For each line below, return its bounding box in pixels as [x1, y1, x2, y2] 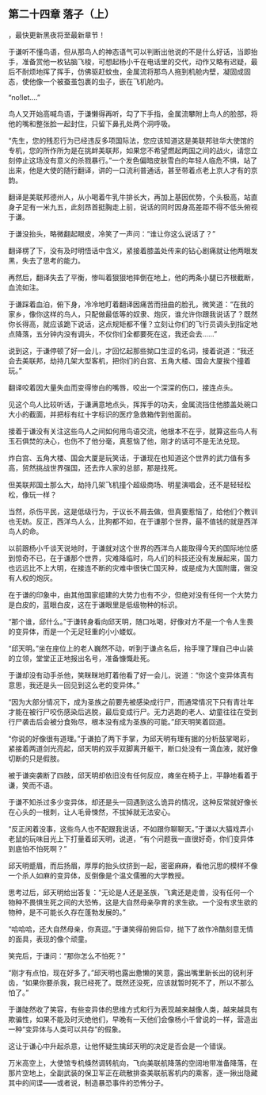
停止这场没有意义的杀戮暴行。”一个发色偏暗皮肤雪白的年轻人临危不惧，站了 [14, 156, 258, 165]
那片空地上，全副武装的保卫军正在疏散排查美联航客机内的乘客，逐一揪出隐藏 [8, 1068, 258, 1078]
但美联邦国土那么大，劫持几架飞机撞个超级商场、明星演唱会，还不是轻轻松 [8, 479, 251, 490]
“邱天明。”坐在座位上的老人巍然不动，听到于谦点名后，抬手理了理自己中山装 [8, 644, 254, 653]
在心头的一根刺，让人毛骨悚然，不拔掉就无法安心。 [8, 807, 175, 816]
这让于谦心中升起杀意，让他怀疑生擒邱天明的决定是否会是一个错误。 [8, 1041, 230, 1051]
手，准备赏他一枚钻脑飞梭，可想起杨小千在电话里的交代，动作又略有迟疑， [8, 56, 251, 66]
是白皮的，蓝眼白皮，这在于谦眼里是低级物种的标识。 [8, 600, 182, 609]
